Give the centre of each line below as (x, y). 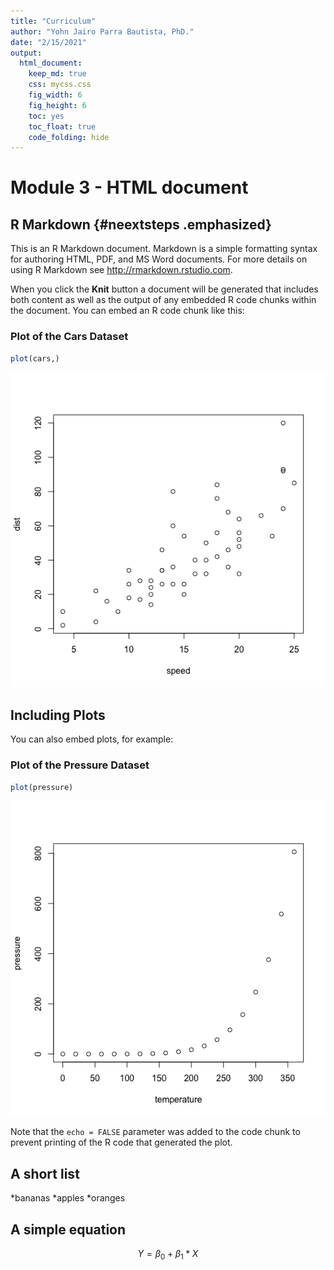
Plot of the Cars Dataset (69, 337)
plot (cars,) (35, 358)
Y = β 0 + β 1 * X (168, 1255)
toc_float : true (62, 126)
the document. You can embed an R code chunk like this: (127, 311)
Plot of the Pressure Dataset (80, 765)
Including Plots (58, 715)
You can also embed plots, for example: (92, 739)
